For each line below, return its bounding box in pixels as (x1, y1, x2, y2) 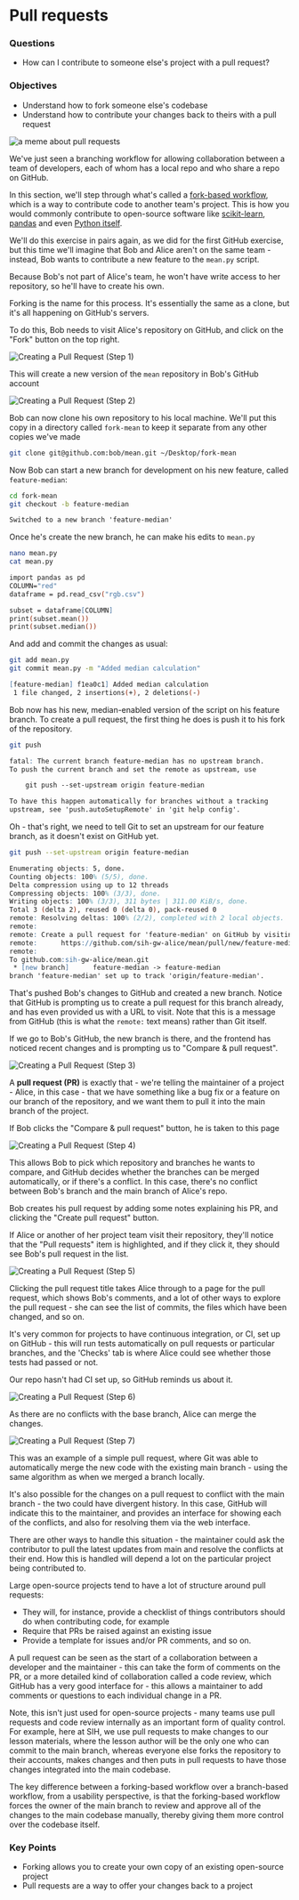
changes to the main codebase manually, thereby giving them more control (9, 1810, 285, 1821)
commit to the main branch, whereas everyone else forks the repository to (9, 1745, 282, 1756)
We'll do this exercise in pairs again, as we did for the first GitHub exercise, (9, 235, 284, 246)
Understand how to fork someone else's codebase (21, 100, 208, 110)
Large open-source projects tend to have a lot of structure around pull (9, 1581, 266, 1591)
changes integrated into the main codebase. (9, 1764, 171, 1775)
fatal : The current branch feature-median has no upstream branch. (9, 756, 265, 765)
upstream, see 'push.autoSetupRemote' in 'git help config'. (9, 805, 241, 814)
